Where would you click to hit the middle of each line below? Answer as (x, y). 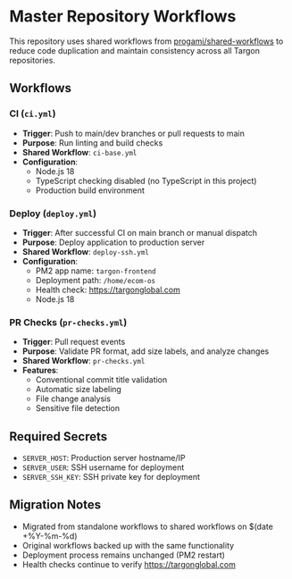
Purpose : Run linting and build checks (92, 143)
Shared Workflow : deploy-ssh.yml (85, 251)
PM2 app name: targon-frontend (96, 271)
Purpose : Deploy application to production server (113, 242)
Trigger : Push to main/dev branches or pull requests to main (133, 133)
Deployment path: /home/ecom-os (96, 280)
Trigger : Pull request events (74, 342)
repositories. (33, 60)
